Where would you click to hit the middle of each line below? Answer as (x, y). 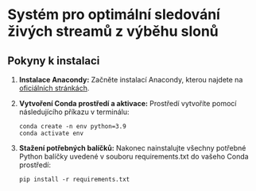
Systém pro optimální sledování (114, 15)
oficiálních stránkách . (54, 88)
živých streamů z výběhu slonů (113, 31)
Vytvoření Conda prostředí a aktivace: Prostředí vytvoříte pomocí (128, 103)
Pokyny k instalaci (54, 61)
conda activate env (51, 133)
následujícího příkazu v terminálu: (74, 112)
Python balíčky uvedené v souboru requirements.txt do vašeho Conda (134, 157)
